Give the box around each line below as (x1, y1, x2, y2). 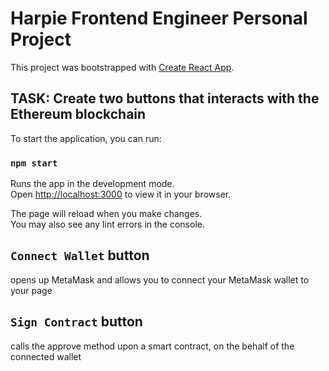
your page (10, 284, 53, 296)
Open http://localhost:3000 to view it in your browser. (10, 188, 232, 201)
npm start (10, 157, 58, 169)
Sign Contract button (10, 313, 143, 331)
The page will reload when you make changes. (10, 208, 203, 220)
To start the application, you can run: (10, 132, 162, 144)
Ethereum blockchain (10, 106, 147, 123)
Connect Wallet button (10, 247, 150, 264)
